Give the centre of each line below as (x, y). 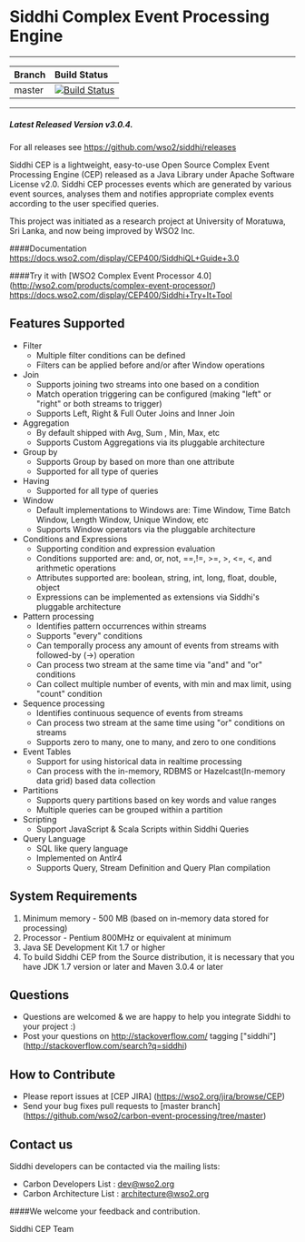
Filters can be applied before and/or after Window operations (151, 365)
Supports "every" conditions (89, 635)
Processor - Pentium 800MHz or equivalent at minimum (127, 937)
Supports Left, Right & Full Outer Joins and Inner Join (136, 413)
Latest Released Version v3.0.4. (71, 124)
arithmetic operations (76, 568)
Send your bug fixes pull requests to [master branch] (121, 1106)
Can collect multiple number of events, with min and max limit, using (164, 683)
